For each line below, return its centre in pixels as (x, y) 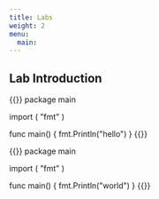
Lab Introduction (56, 78)
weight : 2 (27, 26)
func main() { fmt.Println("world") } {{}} (80, 186)
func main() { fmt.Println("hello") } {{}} (79, 134)
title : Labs (31, 17)
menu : (19, 34)
